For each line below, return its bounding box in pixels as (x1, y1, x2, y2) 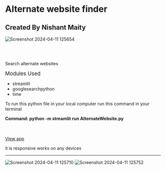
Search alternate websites (5, 61, 58, 66)
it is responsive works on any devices (5, 145, 82, 151)
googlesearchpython (12, 86, 55, 92)
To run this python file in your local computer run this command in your (5, 101, 150, 107)
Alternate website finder (5, 3, 108, 15)
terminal (5, 106, 22, 112)
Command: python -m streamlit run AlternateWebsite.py (5, 116, 124, 122)
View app (5, 136, 25, 141)
